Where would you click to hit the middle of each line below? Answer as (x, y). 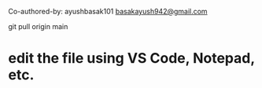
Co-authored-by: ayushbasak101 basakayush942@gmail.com (108, 11)
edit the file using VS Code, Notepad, (131, 59)
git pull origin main (38, 26)
